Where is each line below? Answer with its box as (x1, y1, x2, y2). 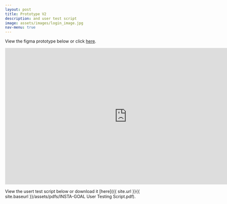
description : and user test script (5, 16, 77, 21)
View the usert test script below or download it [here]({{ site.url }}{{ (5, 189, 140, 194)
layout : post (5, 7, 32, 12)
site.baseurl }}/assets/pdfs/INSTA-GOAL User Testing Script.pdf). (5, 194, 136, 200)
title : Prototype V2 (5, 12, 47, 16)
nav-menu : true (5, 25, 36, 30)
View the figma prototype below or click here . (5, 38, 97, 44)
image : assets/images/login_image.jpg (5, 20, 83, 26)
